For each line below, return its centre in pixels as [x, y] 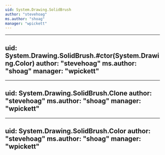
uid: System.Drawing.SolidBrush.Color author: [78, 131]
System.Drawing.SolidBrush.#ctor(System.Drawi [82, 55]
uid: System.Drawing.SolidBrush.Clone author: [79, 93]
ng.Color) [20, 63]
